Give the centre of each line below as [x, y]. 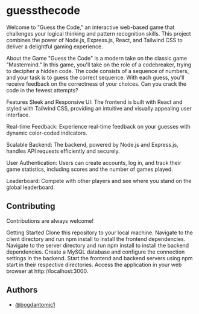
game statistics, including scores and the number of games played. [90, 169]
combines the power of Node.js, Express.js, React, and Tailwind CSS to [94, 40]
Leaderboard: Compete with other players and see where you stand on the [99, 181]
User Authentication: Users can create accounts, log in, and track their [94, 162]
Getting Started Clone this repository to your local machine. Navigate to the [99, 232]
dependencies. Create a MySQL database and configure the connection [96, 252]
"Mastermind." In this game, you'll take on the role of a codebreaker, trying [99, 65]
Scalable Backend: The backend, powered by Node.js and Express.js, [93, 144]
